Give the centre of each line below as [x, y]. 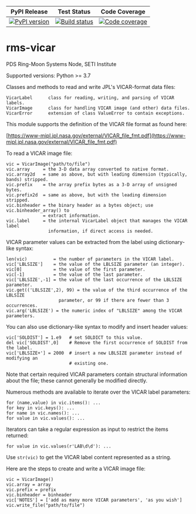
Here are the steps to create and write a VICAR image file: [76, 469]
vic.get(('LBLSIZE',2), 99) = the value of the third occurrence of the [97, 290]
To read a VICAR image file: [39, 153]
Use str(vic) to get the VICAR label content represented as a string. [89, 457]
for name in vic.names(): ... [43, 413]
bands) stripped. [27, 179]
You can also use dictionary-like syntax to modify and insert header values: [97, 327]
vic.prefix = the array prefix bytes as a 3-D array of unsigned [92, 184]
